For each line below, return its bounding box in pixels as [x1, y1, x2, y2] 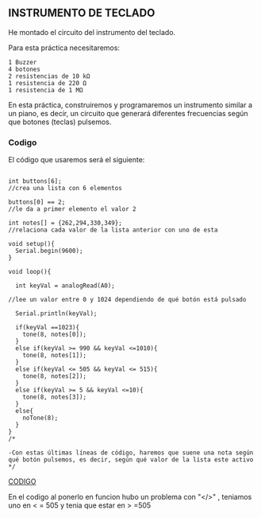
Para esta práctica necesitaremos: [8, 43, 121, 53]
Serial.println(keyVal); [15, 310, 98, 317]
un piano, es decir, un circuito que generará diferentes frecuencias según [8, 108, 248, 118]
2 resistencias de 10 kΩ [8, 72, 90, 80]
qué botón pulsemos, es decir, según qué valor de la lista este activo [8, 456, 254, 464]
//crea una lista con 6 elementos [8, 185, 123, 193]
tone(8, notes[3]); [22, 393, 87, 401]
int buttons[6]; [8, 177, 62, 185]
